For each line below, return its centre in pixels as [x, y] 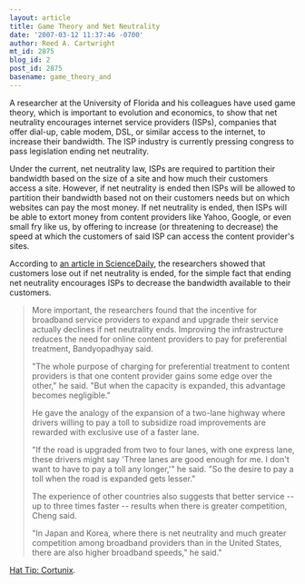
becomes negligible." [71, 395]
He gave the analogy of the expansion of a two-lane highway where [158, 412]
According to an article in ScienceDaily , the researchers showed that [138, 263]
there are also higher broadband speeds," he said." [127, 552]
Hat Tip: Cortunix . [43, 569]
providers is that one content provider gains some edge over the [152, 376]
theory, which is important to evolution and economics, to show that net [143, 112]
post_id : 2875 [36, 69]
